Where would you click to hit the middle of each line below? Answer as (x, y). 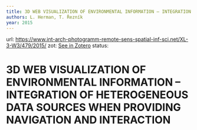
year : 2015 (19, 22)
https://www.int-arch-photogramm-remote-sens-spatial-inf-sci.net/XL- (102, 40)
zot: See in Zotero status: (78, 45)
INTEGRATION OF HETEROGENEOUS (97, 95)
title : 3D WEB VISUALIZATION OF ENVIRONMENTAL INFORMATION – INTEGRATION (99, 12)
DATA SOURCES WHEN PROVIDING (93, 107)
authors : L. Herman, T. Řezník (45, 17)
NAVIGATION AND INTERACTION (88, 120)
